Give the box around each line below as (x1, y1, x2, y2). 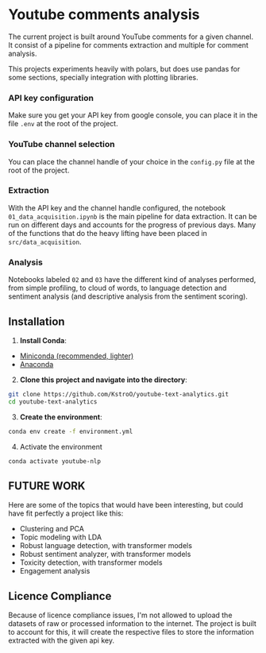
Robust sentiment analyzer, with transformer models (19, 550, 191, 559)
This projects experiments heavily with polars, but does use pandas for (8, 64, 241, 73)
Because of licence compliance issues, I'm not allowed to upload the (8, 610, 233, 620)
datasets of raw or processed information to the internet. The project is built (8, 619, 256, 628)
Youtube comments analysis (8, 6, 200, 24)
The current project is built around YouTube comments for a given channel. (8, 32, 254, 41)
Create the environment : (19, 412, 102, 422)
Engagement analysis (19, 566, 91, 576)
